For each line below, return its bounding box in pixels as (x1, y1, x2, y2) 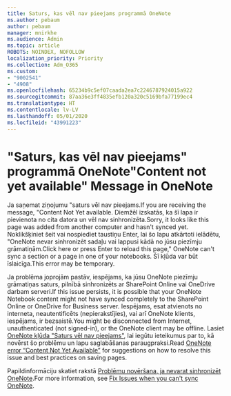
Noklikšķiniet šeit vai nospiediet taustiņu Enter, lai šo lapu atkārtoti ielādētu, (7, 230, 221, 239)
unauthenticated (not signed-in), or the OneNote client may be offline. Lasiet (7, 324, 224, 333)
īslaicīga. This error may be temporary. (7, 259, 115, 268)
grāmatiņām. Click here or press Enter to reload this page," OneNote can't (7, 245, 215, 253)
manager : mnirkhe (7, 29, 57, 37)
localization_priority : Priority (7, 55, 103, 62)
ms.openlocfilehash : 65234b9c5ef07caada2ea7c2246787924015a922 (7, 87, 193, 94)
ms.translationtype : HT (7, 100, 76, 107)
